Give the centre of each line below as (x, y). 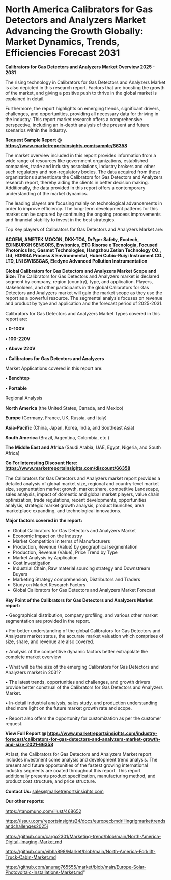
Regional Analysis (24, 398)
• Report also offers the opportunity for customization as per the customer (83, 718)
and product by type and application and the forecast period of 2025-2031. (84, 303)
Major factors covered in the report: (44, 520)
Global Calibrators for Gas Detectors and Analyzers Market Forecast (84, 590)
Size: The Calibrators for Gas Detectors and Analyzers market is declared (82, 276)
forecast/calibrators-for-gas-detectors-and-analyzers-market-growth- (83, 739)
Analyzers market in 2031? (33, 672)
